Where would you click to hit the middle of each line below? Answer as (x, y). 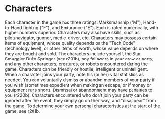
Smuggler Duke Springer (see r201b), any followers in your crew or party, (79, 59)
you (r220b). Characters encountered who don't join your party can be (77, 95)
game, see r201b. (23, 111)
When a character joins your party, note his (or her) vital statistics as (75, 74)
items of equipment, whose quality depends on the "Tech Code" (70, 43)
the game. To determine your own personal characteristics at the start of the (82, 106)
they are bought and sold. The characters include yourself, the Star (73, 53)
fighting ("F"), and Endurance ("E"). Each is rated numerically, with (91, 27)
